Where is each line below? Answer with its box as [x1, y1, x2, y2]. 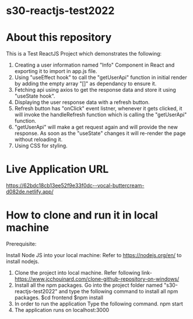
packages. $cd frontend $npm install [14, 294, 104, 301]
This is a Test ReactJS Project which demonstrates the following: [6, 50, 162, 57]
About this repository [6, 31, 112, 44]
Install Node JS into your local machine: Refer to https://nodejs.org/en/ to [6, 252, 182, 258]
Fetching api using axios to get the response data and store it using [14, 86, 176, 93]
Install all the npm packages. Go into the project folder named [14, 282, 163, 289]
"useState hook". [14, 92, 55, 100]
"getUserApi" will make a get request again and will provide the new [14, 124, 178, 131]
